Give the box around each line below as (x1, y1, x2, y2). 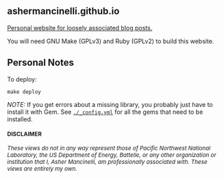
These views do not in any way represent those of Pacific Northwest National (7, 144, 211, 152)
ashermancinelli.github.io (7, 5, 120, 17)
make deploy (7, 88, 41, 95)
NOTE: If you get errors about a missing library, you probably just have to (7, 100, 214, 108)
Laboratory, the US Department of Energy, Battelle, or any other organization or (7, 151, 217, 159)
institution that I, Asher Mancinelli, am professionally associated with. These (7, 158, 208, 166)
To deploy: (7, 75, 37, 83)
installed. (7, 115, 33, 123)
